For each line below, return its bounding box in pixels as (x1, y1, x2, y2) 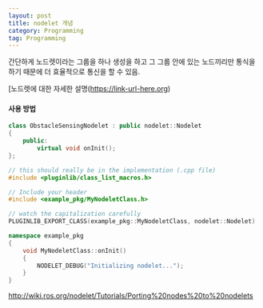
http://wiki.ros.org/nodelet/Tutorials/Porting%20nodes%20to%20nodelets (8, 291, 253, 301)
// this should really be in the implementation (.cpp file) (8, 166, 217, 174)
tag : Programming (8, 34, 66, 42)
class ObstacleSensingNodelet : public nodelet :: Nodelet (8, 122, 202, 130)
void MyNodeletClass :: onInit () (22, 246, 127, 254)
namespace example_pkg (8, 232, 84, 240)
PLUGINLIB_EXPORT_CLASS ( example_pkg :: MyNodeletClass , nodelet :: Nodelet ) (8, 218, 256, 226)
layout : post (8, 11, 52, 20)
